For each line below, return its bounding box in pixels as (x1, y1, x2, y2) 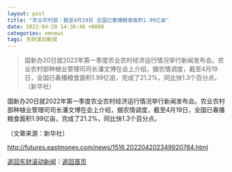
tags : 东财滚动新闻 (7, 36, 58, 43)
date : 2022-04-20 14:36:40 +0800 (7, 23, 105, 30)
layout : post (7, 10, 45, 17)
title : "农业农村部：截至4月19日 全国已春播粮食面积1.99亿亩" (7, 17, 169, 24)
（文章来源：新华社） (7, 130, 68, 138)
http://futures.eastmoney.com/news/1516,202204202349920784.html (7, 143, 208, 152)
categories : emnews (7, 29, 64, 37)
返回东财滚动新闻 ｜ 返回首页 (7, 157, 87, 166)
